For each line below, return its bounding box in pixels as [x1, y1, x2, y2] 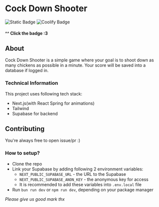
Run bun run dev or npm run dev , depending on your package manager [12, 187, 154, 192]
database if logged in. [5, 68, 49, 74]
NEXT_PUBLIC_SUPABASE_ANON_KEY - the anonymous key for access [19, 176, 149, 182]
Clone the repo [12, 161, 42, 167]
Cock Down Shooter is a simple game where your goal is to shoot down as [5, 57, 154, 63]
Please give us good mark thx [5, 196, 65, 202]
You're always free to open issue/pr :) [5, 137, 81, 144]
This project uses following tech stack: [5, 91, 83, 96]
